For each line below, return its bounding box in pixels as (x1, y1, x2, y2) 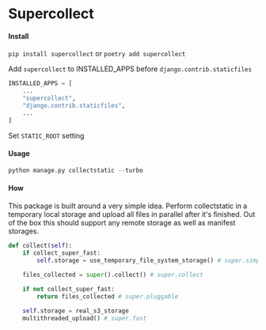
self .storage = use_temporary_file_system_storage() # (36, 256, 222, 264)
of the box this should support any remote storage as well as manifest (8, 218, 236, 227)
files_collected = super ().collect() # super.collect (22, 271, 203, 279)
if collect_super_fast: (22, 248, 101, 257)
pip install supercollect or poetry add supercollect (8, 49, 186, 59)
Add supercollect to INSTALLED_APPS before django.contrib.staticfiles (8, 64, 252, 74)
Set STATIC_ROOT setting (8, 131, 85, 140)
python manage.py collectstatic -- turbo (8, 166, 144, 174)
